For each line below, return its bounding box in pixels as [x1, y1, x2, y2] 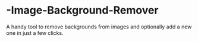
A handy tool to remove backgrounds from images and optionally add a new [6, 23, 192, 30]
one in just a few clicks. [6, 29, 64, 36]
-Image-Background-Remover [6, 4, 159, 17]
